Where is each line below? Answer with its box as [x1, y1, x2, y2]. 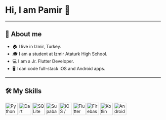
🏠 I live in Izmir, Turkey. [12, 43, 62, 49]
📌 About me [5, 30, 42, 38]
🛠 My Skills [5, 87, 42, 95]
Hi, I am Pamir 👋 [5, 4, 71, 16]
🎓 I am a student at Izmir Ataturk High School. [12, 51, 108, 57]
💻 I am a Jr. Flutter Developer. [12, 58, 75, 64]
